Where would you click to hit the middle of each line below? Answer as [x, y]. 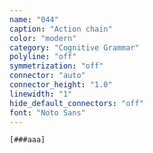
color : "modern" [43, 38]
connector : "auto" [47, 76]
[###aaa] [27, 140]
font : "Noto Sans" [47, 112]
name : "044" [34, 19]
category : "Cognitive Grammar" [74, 47]
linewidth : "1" [41, 94]
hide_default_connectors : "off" [76, 103]
